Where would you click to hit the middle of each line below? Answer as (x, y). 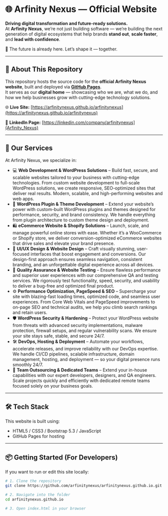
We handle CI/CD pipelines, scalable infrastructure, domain (73, 354)
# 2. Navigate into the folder (38, 494)
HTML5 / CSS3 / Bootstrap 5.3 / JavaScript (57, 431)
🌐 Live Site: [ (19, 107)
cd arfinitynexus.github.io (34, 499)
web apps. (23, 198)
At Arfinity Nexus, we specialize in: (41, 160)
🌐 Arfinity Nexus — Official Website (81, 9)
